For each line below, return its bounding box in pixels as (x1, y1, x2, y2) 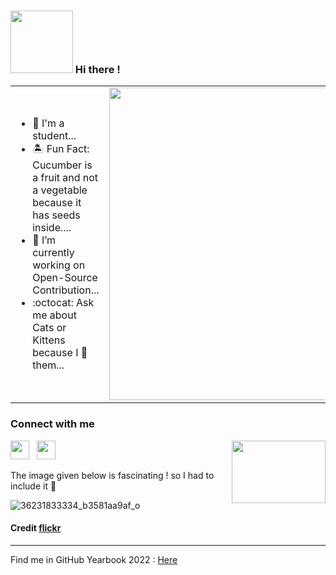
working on (32, 258, 86, 272)
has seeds (32, 208, 81, 222)
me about (32, 308, 77, 322)
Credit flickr (10, 522, 62, 534)
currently (32, 245, 75, 259)
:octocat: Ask (32, 295, 95, 309)
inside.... (32, 220, 72, 234)
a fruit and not (32, 170, 99, 184)
